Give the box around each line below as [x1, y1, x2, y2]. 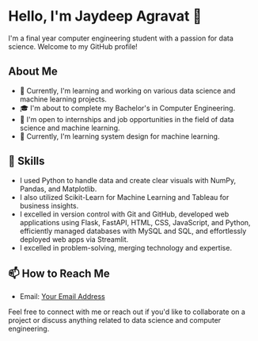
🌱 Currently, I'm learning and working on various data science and [19, 86, 236, 95]
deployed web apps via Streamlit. [19, 234, 129, 244]
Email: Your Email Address [19, 292, 105, 301]
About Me [8, 65, 58, 79]
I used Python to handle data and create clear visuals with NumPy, [19, 175, 237, 185]
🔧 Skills [8, 155, 45, 168]
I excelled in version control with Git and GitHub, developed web [19, 209, 230, 219]
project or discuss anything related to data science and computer [8, 316, 222, 325]
